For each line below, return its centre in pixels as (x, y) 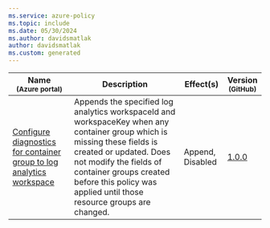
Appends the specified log (124, 102)
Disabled (200, 162)
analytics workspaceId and (125, 112)
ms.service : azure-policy (51, 16)
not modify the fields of (118, 162)
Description (125, 84)
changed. (92, 212)
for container (37, 152)
